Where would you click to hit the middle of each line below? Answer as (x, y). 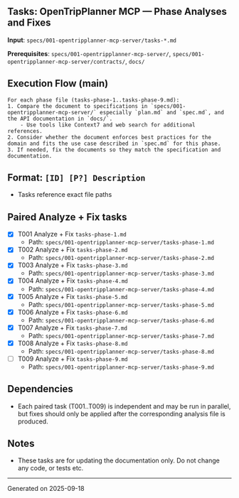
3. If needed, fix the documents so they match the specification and (114, 150)
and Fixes (29, 23)
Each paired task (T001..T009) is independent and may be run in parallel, (124, 406)
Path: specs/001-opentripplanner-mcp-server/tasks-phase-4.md (121, 289)
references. (25, 131)
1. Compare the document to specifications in (78, 106)
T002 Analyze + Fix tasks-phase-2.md (73, 250)
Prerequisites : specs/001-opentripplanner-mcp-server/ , (89, 53)
